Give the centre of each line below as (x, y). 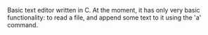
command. (23, 25)
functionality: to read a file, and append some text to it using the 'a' (104, 17)
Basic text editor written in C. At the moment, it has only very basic (104, 10)
